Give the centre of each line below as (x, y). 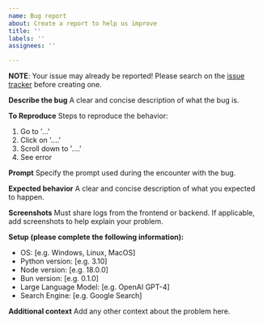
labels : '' (27, 38)
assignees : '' (32, 46)
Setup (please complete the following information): (96, 237)
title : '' (25, 31)
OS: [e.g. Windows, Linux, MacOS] (78, 253)
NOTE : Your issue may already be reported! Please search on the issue (127, 76)
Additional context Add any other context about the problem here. (119, 311)
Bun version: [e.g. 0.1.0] (59, 279)
